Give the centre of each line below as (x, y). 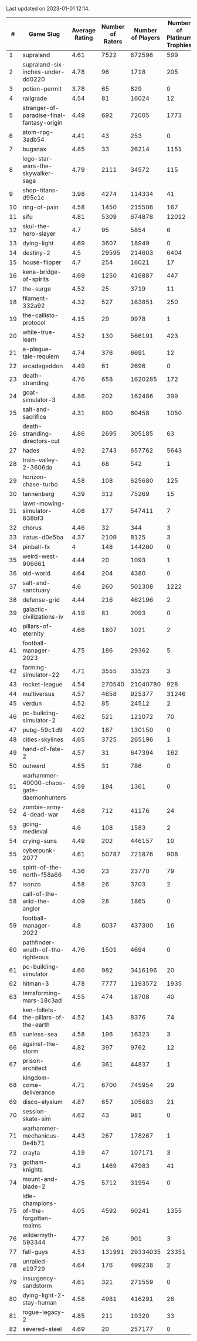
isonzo (32, 884)
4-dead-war (40, 814)
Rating (84, 38)
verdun (32, 703)
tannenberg (38, 494)
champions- (40, 1203)
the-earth (36, 1025)
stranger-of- (41, 108)
